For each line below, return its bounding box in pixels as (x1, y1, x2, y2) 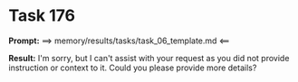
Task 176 (8, 5, 76, 26)
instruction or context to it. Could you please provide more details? (8, 62, 257, 73)
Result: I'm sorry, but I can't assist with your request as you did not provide (8, 52, 290, 63)
